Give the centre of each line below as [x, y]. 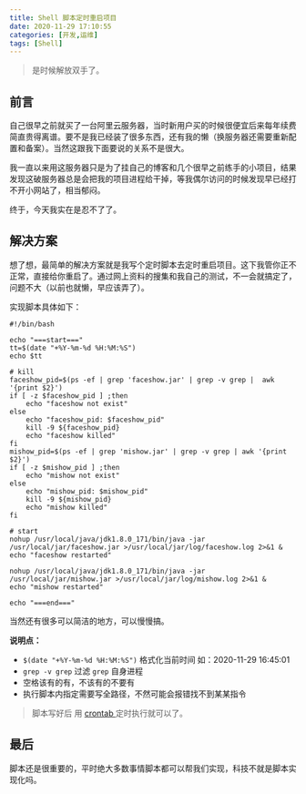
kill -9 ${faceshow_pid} [73, 428]
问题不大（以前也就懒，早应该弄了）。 [79, 287]
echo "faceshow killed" [71, 435]
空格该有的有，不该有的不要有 [78, 682]
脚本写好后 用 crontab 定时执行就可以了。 [110, 713]
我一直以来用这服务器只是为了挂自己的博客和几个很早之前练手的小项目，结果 [153, 168]
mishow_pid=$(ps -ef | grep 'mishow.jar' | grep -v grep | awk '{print [148, 452]
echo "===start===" [46, 340]
